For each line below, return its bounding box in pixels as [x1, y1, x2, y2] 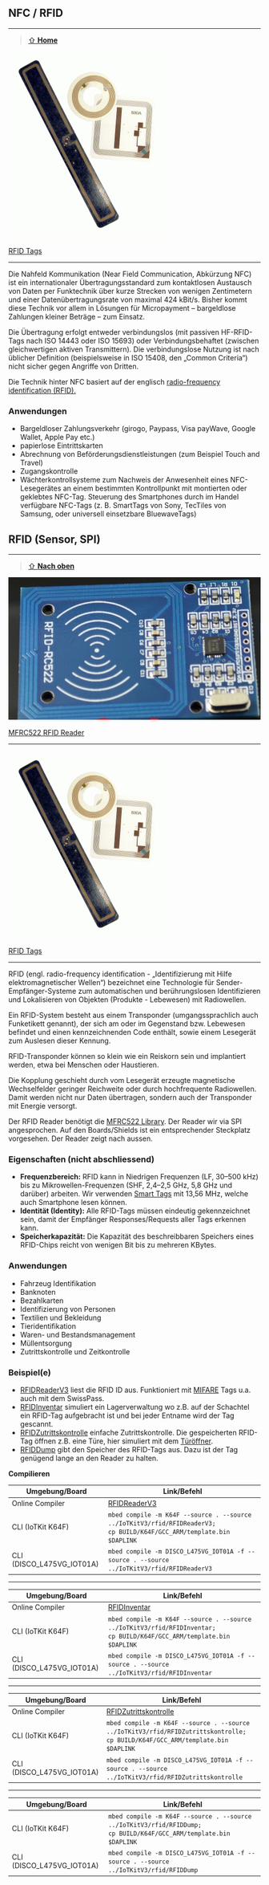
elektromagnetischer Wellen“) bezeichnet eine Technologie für [8, 977, 215, 987]
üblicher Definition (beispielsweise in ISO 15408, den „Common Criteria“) [8, 352, 248, 362]
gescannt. [19, 1419, 54, 1428]
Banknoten [19, 1287, 56, 1297]
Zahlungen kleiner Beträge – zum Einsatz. [8, 311, 146, 321]
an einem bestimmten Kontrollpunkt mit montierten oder [62, 483, 247, 493]
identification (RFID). [8, 385, 76, 395]
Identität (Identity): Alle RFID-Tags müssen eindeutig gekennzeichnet [19, 1206, 251, 1215]
